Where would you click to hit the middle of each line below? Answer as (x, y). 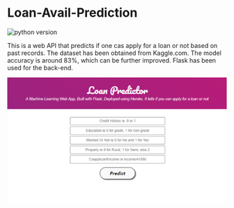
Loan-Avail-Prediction (72, 13)
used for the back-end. (40, 67)
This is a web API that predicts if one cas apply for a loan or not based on (112, 45)
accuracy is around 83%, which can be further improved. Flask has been (112, 60)
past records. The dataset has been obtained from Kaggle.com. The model (114, 53)
